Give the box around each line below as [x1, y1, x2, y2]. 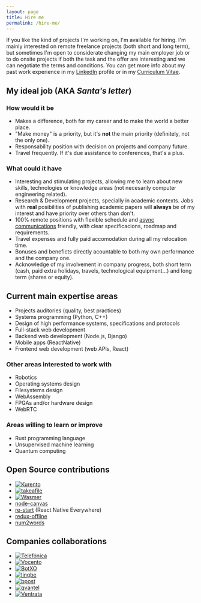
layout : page [6, 8, 39, 15]
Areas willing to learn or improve [6, 421, 103, 429]
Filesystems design [14, 387, 63, 394]
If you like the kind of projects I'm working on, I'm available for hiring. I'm [6, 37, 186, 44]
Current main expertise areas [6, 291, 118, 301]
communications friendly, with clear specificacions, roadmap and [14, 223, 177, 230]
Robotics [14, 374, 37, 381]
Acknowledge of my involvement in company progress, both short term [14, 261, 191, 268]
